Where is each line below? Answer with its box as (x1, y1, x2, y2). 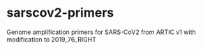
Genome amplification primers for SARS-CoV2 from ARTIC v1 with (6, 28, 196, 36)
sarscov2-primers (6, 5, 114, 21)
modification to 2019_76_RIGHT (6, 35, 97, 43)
